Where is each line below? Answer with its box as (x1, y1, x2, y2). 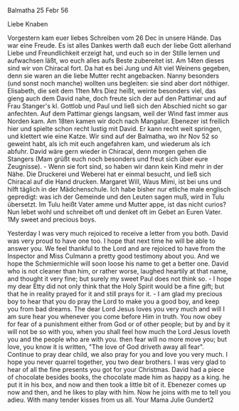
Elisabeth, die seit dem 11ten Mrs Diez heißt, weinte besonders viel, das (7, 87, 216, 95)
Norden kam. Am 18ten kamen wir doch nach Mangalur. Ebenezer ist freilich (7, 117, 230, 125)
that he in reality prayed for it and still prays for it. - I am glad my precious (7, 290, 223, 298)
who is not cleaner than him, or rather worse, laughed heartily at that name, (7, 267, 228, 275)
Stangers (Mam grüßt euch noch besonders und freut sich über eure (7, 155, 208, 163)
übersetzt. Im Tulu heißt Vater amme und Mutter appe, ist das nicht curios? (7, 200, 226, 209)
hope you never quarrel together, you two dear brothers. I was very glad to (7, 358, 226, 366)
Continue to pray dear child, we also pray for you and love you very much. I (7, 350, 228, 358)
